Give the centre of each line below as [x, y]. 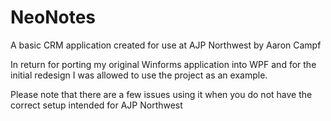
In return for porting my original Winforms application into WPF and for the [163, 64]
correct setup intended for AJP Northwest [96, 105]
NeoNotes [53, 17]
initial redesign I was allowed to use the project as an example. [139, 75]
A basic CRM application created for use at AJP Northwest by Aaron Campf [166, 45]
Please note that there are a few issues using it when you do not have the [161, 94]
